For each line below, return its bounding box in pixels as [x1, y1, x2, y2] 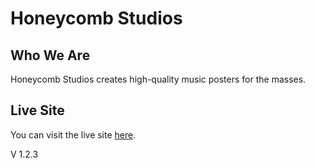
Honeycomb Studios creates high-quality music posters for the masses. [10, 73, 307, 85]
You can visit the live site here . [10, 128, 137, 141]
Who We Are [10, 47, 91, 64]
